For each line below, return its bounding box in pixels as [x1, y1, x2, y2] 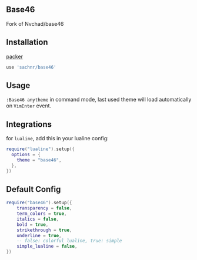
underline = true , [16, 232, 62, 238]
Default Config [6, 184, 61, 194]
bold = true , [16, 221, 49, 228]
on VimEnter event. [6, 102, 52, 109]
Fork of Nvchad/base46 [6, 20, 64, 27]
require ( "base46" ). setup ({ [6, 200, 72, 206]
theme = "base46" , [16, 157, 62, 163]
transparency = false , [16, 205, 72, 211]
